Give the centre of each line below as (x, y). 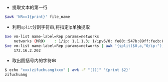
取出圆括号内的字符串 (34, 60)
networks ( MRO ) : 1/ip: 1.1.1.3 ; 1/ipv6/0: (63, 41)
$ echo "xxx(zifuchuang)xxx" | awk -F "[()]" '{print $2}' (68, 70)
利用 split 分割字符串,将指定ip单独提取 (51, 27)
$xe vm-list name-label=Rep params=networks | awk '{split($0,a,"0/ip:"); (85, 46)
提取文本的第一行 (30, 7)
